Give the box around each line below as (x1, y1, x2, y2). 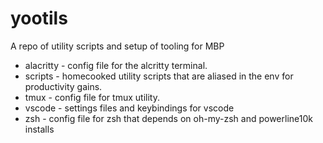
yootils (10, 7, 68, 30)
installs (24, 123, 55, 135)
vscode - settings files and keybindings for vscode (24, 102, 235, 114)
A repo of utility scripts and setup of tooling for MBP (10, 40, 225, 52)
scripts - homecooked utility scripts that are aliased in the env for (24, 70, 294, 82)
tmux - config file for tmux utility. (24, 91, 160, 103)
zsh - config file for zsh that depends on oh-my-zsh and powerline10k (24, 112, 313, 124)
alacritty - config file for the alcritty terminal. (24, 59, 208, 71)
